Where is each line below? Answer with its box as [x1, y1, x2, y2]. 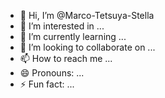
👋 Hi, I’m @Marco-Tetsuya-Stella [19, 10, 155, 21]
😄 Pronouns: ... [19, 67, 85, 79]
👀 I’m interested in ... [19, 20, 105, 32]
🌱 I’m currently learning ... [19, 31, 127, 42]
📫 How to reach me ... [19, 53, 113, 64]
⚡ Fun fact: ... [19, 78, 75, 90]
